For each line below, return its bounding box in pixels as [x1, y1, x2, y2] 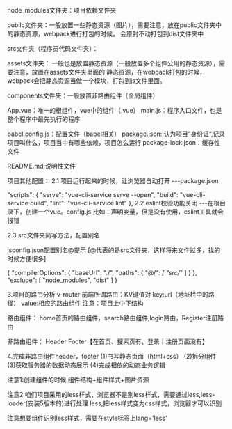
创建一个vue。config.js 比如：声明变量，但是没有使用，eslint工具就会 [25, 208, 224, 216]
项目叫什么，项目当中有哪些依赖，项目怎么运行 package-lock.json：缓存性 [7, 139, 221, 146]
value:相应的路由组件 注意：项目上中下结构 [20, 299, 144, 307]
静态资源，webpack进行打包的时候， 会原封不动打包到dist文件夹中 [13, 30, 204, 38]
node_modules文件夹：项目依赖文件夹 [7, 6, 117, 14]
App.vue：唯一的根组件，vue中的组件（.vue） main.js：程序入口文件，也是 [7, 107, 222, 114]
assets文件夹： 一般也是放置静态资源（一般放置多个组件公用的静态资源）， [7, 59, 219, 68]
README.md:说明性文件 [7, 162, 76, 170]
